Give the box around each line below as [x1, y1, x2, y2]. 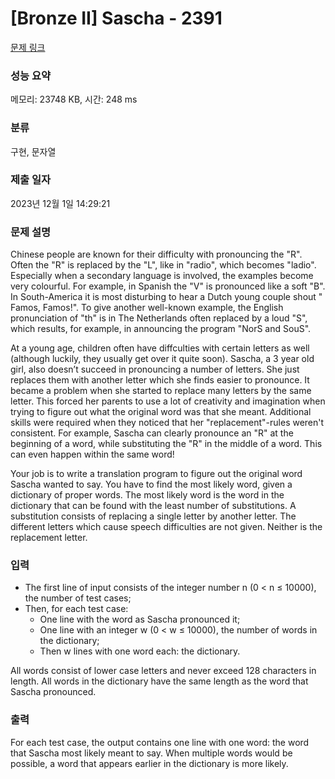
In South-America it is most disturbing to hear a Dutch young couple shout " [10, 291, 323, 303]
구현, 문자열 [10, 145, 57, 157]
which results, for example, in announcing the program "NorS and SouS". [10, 323, 312, 335]
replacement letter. [10, 532, 88, 544]
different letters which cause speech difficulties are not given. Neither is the [10, 521, 323, 533]
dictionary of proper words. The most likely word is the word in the [10, 489, 285, 501]
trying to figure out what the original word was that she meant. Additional [10, 406, 312, 418]
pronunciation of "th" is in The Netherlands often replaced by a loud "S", [10, 312, 308, 324]
